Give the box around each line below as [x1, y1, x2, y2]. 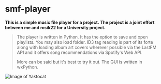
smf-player [5, 3, 51, 15]
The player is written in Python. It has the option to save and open [16, 34, 148, 40]
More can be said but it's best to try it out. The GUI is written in [16, 59, 143, 65]
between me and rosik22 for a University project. [5, 24, 106, 30]
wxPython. [16, 64, 39, 70]
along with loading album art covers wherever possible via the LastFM [16, 44, 157, 50]
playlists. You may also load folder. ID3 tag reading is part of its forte [16, 39, 153, 45]
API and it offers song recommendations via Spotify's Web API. [16, 50, 143, 55]
